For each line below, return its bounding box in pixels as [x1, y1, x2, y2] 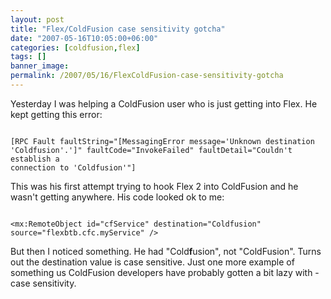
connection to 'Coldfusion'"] [10, 162, 137, 173]
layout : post [10, 14, 65, 25]
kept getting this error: [10, 108, 103, 120]
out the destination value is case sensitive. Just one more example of [10, 256, 295, 268]
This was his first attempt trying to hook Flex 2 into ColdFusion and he [10, 180, 299, 192]
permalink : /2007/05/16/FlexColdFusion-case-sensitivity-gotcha [10, 71, 284, 81]
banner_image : [10, 61, 70, 71]
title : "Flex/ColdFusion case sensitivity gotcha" [10, 24, 226, 34]
